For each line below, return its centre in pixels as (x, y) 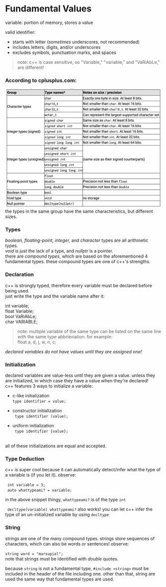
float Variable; (19, 311)
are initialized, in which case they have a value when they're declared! (77, 381)
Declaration (19, 275)
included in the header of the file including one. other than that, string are (80, 574)
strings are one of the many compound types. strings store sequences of (80, 538)
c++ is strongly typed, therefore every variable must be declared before (79, 286)
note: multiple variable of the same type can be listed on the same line (89, 331)
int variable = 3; (26, 485)
